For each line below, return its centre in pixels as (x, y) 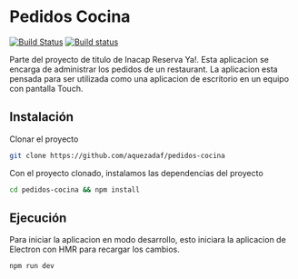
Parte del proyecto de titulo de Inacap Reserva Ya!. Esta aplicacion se (139, 59)
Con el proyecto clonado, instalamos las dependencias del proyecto (136, 173)
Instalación (42, 117)
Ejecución (38, 218)
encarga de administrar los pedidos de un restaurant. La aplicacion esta (144, 69)
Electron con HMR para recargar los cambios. (94, 249)
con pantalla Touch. (46, 88)
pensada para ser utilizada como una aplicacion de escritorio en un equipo (149, 78)
